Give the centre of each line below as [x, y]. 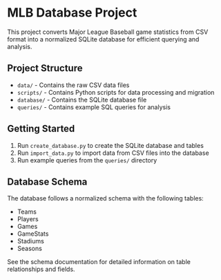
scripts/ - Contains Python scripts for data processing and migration [116, 92]
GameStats [33, 234]
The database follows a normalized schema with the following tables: [105, 198]
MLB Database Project [72, 13]
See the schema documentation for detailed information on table [99, 262]
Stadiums [31, 241]
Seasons [30, 249]
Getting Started [41, 129]
